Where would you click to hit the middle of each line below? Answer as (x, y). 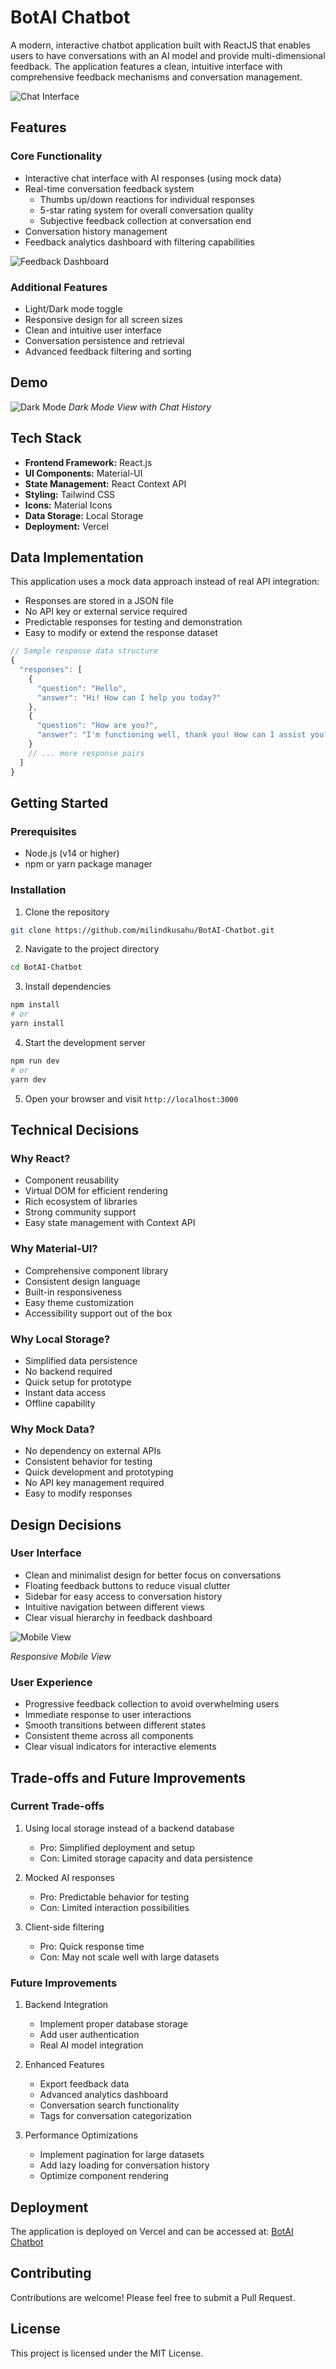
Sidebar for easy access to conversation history (123, 1596)
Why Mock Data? (52, 1429)
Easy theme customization (79, 1302)
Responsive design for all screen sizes (103, 319)
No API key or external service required (106, 612)
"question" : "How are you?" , (97, 726)
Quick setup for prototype (78, 1382)
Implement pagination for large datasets (122, 2155)
